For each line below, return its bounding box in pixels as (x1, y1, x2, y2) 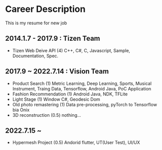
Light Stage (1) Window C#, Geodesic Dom (12, 96, 101, 102)
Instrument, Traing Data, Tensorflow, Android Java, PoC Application (12, 85, 152, 91)
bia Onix (12, 107, 30, 113)
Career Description (5, 3, 86, 15)
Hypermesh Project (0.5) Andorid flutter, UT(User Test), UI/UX (12, 140, 141, 146)
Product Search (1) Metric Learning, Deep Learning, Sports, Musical (12, 80, 152, 86)
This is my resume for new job (5, 20, 67, 26)
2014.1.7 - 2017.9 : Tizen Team (5, 34, 101, 43)
